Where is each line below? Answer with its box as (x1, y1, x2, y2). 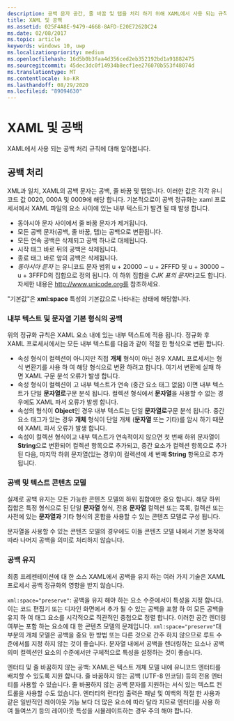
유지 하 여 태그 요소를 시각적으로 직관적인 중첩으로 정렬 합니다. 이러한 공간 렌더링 (7, 613, 226, 621)
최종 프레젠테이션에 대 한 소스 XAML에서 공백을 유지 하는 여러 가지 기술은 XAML (7, 572, 226, 580)
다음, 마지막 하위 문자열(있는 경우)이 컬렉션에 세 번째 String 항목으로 (24, 450, 211, 458)
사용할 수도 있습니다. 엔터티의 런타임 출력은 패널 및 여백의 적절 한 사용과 (25, 689, 221, 697)
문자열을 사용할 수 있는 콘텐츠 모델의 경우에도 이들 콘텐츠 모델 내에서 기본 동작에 (7, 527, 225, 536)
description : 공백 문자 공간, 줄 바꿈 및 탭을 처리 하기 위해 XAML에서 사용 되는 (7, 10, 216, 17)
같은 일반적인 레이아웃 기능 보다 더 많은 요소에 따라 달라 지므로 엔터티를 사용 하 (7, 697, 221, 706)
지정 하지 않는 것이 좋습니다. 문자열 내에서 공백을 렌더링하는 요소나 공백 (31, 639, 225, 648)
